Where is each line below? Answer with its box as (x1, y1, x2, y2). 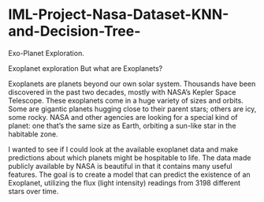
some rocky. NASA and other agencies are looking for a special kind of (8, 112, 238, 122)
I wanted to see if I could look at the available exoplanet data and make (8, 144, 239, 154)
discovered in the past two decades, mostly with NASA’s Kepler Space (8, 87, 236, 96)
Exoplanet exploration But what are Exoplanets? (8, 63, 163, 73)
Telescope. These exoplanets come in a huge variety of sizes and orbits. (8, 95, 244, 105)
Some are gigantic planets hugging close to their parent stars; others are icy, (8, 104, 257, 114)
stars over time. (8, 186, 59, 196)
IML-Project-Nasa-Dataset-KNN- (8, 6, 229, 24)
